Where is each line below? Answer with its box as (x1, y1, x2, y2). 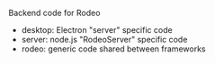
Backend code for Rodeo (8, 8, 101, 18)
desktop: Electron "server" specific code (21, 25, 173, 35)
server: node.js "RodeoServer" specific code (21, 35, 188, 44)
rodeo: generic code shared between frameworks (21, 43, 206, 54)
